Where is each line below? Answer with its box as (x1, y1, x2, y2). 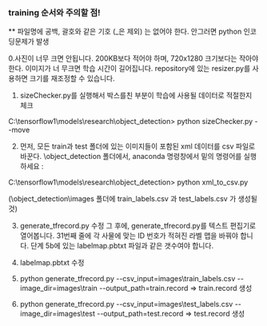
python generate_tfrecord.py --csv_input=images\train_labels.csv (19, 274, 236, 284)
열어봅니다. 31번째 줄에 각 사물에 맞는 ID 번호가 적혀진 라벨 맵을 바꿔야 (19, 231, 238, 241)
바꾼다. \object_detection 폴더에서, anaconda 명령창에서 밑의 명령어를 (19, 152, 242, 161)
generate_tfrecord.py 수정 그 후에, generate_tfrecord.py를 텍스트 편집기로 (19, 221, 257, 231)
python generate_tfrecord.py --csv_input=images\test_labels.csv (19, 300, 233, 309)
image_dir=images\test (19, 309, 96, 319)
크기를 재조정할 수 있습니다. (29, 74, 115, 83)
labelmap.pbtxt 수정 (19, 258, 85, 268)
